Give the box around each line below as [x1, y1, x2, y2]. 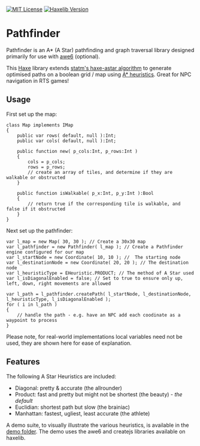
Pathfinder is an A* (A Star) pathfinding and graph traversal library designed [6, 46, 195, 53]
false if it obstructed [6, 206, 66, 212]
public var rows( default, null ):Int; [17, 132, 117, 138]
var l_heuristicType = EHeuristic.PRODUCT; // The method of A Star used [6, 270, 195, 276]
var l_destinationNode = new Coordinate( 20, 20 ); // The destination [6, 260, 189, 266]
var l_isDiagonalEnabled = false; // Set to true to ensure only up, [6, 275, 184, 281]
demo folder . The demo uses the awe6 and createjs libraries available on [6, 427, 186, 435]
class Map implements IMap [6, 122, 74, 128]
